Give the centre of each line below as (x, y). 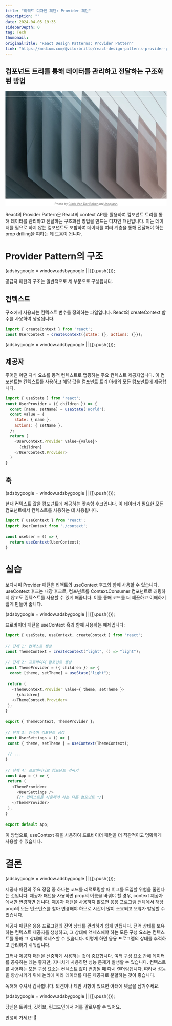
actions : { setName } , (39, 426)
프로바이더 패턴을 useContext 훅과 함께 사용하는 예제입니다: (65, 625)
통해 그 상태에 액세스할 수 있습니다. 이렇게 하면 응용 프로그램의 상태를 (83, 938)
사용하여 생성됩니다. (35, 319)
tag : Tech (16, 33)
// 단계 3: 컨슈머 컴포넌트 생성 (35, 732)
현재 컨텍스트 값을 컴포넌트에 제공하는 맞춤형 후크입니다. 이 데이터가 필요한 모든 (84, 504)
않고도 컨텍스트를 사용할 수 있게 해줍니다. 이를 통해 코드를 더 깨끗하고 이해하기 (88, 598)
